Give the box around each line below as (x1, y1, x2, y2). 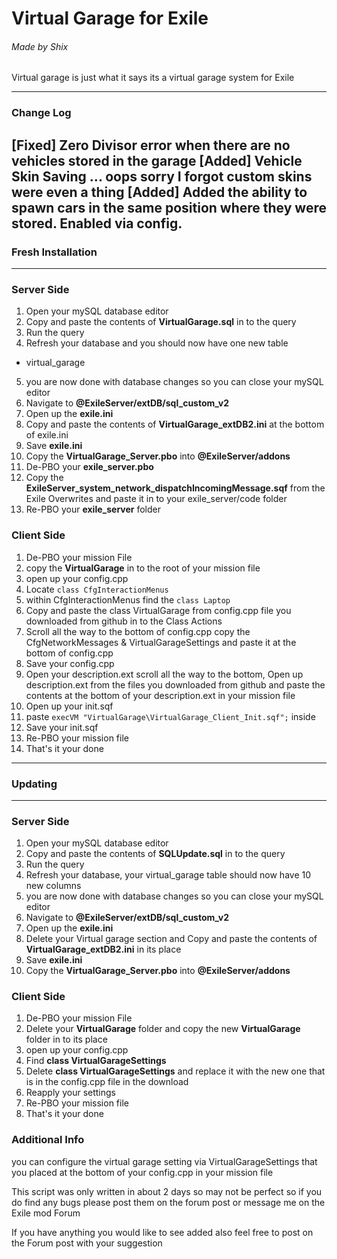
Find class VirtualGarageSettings (25, 1055, 167, 1067)
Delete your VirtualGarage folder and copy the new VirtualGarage (25, 1023, 301, 1035)
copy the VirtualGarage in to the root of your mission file (25, 562, 261, 574)
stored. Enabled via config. (11, 215, 183, 232)
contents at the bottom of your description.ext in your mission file (25, 689, 296, 701)
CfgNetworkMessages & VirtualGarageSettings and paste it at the (25, 636, 297, 648)
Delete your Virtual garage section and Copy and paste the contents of (25, 933, 318, 945)
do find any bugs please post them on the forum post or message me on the (11, 1196, 326, 1208)
